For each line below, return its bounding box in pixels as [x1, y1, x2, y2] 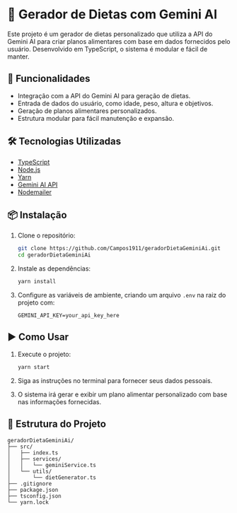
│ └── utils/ [7, 468, 52, 475]
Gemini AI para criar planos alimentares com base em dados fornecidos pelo [7, 37, 231, 45]
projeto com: [17, 298, 55, 307]
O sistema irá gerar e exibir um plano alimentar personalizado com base [17, 390, 228, 399]
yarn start [17, 363, 50, 370]
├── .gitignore [7, 480, 52, 487]
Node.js [17, 165, 41, 174]
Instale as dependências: [17, 264, 91, 273]
